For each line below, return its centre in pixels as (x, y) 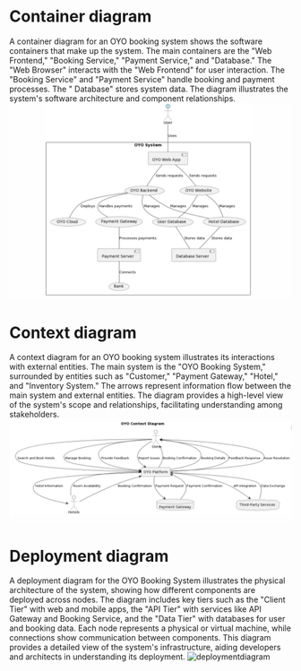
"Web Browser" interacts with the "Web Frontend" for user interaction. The (147, 70)
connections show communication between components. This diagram (140, 638)
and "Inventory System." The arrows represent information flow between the (150, 386)
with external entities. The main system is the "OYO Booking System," (138, 367)
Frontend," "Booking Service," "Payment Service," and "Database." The (141, 60)
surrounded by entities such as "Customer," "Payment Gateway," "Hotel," (144, 376)
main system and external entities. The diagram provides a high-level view (146, 395)
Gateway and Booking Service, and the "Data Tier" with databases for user (147, 619)
